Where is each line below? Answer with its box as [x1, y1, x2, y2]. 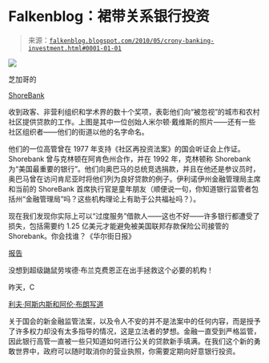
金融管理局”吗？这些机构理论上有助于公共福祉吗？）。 [25, 194, 201, 204]
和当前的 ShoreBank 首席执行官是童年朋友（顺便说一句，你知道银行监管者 [8, 184, 252, 193]
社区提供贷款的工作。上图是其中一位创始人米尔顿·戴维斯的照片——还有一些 [8, 117, 256, 127]
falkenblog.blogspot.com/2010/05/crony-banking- [49, 37, 215, 45]
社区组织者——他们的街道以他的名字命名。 [8, 127, 149, 136]
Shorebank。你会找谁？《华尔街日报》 [8, 231, 136, 240]
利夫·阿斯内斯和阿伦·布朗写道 [8, 299, 104, 309]
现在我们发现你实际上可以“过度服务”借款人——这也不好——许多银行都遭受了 [8, 211, 260, 220]
